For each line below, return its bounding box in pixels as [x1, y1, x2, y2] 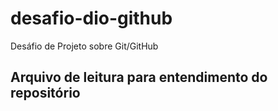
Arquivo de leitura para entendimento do [10, 69, 268, 86]
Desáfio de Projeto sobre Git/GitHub [10, 40, 159, 52]
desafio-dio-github [10, 7, 173, 30]
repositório [10, 85, 81, 102]
